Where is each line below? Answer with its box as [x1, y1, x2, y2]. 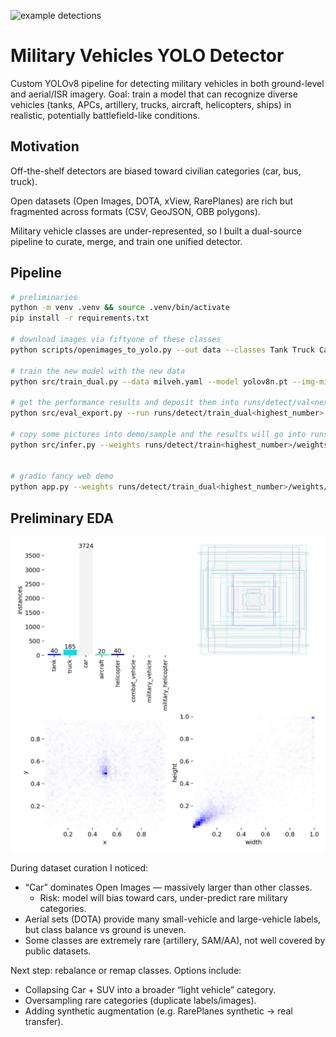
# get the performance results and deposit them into [10, 398, 240, 408]
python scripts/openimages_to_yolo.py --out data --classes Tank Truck [10, 345, 315, 355]
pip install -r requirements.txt [10, 313, 150, 324]
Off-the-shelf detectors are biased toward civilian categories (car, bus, [10, 165, 302, 177]
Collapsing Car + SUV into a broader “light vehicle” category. [24, 984, 277, 995]
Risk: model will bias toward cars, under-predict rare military [39, 892, 288, 904]
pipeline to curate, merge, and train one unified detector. [10, 235, 243, 247]
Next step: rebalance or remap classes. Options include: [10, 965, 242, 976]
